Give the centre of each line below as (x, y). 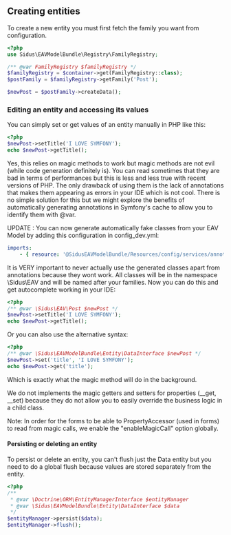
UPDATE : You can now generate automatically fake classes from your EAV (113, 228)
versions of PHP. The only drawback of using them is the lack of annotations (115, 185)
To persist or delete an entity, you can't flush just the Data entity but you (109, 459)
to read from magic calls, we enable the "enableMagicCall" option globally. (113, 428)
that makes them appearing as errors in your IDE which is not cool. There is (114, 192)
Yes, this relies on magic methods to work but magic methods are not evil (111, 163)
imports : (20, 248)
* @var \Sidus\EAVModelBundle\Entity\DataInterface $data (95, 506)
